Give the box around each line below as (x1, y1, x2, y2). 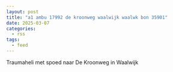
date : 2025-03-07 (6, 20, 50, 26)
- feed (11, 43, 28, 49)
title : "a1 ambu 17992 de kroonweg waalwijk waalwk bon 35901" (6, 14, 168, 20)
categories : (6, 25, 36, 32)
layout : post (6, 8, 39, 15)
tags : (6, 37, 20, 43)
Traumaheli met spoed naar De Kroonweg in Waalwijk (6, 58, 139, 66)
